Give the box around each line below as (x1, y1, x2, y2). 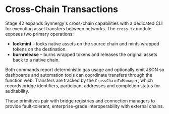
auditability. (5, 88, 29, 94)
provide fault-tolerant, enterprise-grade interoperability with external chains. (5, 103, 164, 109)
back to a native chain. (12, 56, 60, 63)
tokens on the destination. (12, 46, 67, 52)
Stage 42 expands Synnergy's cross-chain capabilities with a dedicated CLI (5, 20, 163, 26)
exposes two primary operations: (5, 31, 74, 37)
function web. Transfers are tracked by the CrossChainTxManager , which (5, 77, 153, 83)
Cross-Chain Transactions (5, 4, 119, 15)
